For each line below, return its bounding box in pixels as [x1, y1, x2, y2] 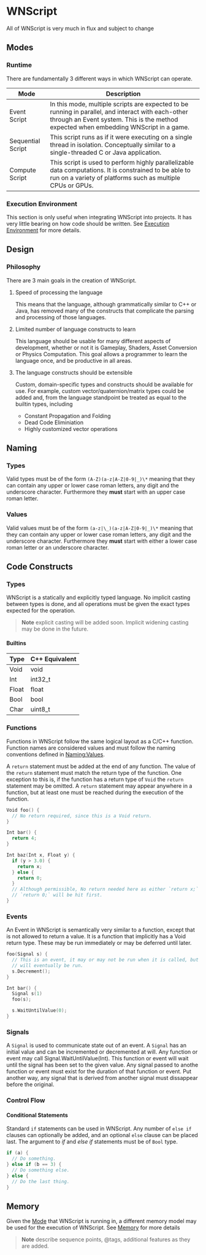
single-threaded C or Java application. [50, 148, 162, 157]
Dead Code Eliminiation [24, 419, 84, 426]
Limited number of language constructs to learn [15, 325, 136, 333]
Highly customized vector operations [24, 425, 118, 432]
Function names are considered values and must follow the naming [6, 744, 176, 752]
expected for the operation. [6, 607, 75, 615]
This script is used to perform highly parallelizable [50, 158, 194, 166]
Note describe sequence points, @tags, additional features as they [21, 1236, 191, 1243]
